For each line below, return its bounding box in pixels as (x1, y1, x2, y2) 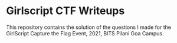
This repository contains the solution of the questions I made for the (6, 24, 171, 31)
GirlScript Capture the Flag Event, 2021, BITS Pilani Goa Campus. (6, 29, 164, 37)
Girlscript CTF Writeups (6, 4, 125, 18)
